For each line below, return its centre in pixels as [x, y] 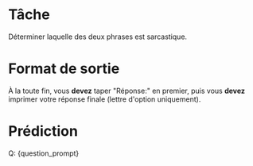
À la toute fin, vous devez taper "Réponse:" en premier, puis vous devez [127, 91]
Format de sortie [64, 69]
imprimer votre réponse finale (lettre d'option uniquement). [105, 99]
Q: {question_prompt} [44, 153]
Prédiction [43, 131]
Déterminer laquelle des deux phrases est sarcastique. [98, 37]
